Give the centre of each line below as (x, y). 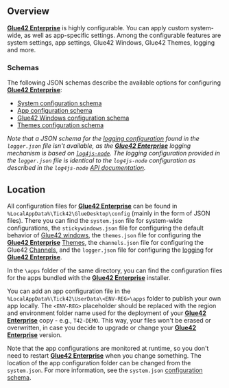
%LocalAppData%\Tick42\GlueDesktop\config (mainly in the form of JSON (109, 213)
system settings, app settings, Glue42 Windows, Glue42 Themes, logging (111, 42)
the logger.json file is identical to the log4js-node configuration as (101, 160)
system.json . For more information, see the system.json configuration (105, 370)
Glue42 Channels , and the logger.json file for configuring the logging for (110, 250)
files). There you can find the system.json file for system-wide (95, 220)
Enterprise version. (35, 335)
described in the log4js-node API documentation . (76, 168)
